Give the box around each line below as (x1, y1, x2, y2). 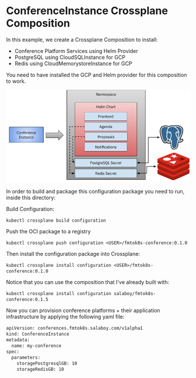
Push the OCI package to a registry (6, 228, 91, 235)
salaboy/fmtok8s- (113, 290, 157, 296)
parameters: (11, 354, 41, 360)
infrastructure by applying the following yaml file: (6, 313, 125, 320)
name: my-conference (11, 343, 62, 349)
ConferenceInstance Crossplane (6, 4, 168, 18)
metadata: (6, 337, 31, 343)
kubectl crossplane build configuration (6, 218, 107, 223)
